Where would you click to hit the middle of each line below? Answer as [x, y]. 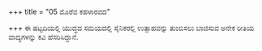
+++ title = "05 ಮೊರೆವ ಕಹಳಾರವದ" [60, 12]
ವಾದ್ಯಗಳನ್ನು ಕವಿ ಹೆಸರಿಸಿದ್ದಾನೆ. [43, 37]
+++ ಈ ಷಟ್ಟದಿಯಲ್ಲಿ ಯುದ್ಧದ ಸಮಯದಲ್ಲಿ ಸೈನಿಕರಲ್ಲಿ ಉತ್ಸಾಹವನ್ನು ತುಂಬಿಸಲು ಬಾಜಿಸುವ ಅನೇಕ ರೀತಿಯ [131, 28]
